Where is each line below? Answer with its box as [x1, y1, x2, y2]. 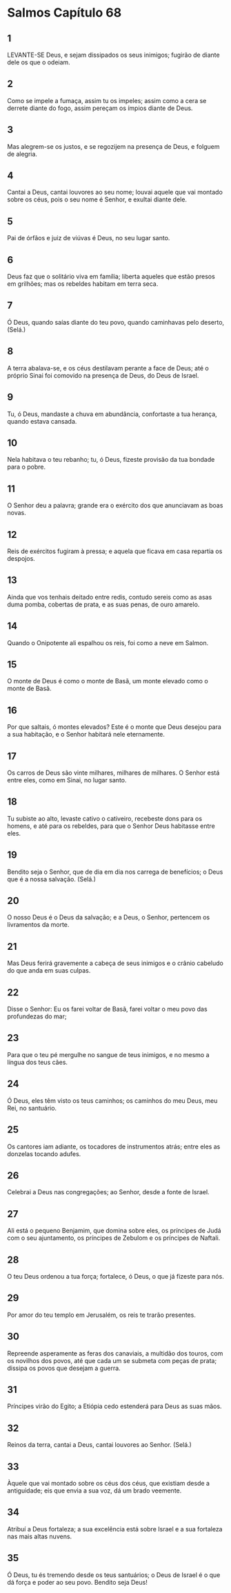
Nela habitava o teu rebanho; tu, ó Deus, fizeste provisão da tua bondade [7, 456, 215, 464]
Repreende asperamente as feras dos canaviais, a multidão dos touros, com [7, 1349, 223, 1358]
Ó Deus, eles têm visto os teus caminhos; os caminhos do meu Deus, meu [7, 1096, 218, 1105]
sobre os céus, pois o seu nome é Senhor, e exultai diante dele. [7, 195, 188, 204]
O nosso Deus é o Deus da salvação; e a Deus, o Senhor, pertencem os [7, 913, 210, 921]
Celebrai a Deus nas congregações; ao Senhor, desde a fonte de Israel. [7, 1188, 210, 1196]
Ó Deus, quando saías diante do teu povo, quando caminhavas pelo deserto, [7, 318, 225, 326]
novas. [7, 509, 26, 517]
